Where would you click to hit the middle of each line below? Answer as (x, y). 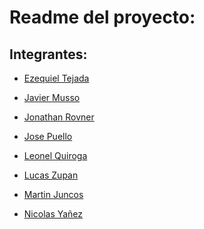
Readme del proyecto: (102, 17)
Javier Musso (52, 97)
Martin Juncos (53, 194)
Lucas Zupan (51, 175)
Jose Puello (48, 136)
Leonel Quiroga (55, 155)
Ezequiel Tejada (56, 78)
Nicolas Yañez (53, 214)
